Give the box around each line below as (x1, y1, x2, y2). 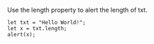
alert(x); (7, 31, 36, 38)
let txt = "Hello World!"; (7, 19, 86, 26)
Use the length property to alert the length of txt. (7, 6, 148, 14)
